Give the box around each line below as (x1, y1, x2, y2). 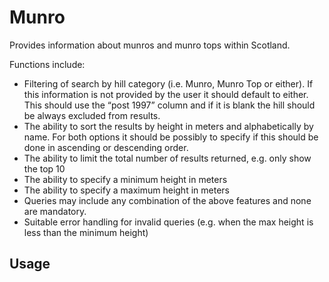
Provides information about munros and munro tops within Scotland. (9, 39, 291, 51)
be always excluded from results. (23, 109, 161, 121)
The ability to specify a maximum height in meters (23, 184, 230, 196)
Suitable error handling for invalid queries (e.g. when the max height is (23, 216, 314, 228)
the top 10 (23, 162, 66, 175)
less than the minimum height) (23, 226, 149, 238)
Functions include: (9, 58, 86, 70)
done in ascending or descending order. (23, 141, 189, 153)
